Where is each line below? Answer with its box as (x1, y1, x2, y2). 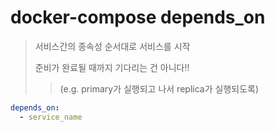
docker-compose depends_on (10, 6, 266, 29)
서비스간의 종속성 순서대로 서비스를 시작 (34, 40, 191, 52)
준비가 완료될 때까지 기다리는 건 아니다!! (34, 61, 190, 73)
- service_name (19, 112, 83, 122)
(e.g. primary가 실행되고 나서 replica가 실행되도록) (59, 82, 259, 95)
